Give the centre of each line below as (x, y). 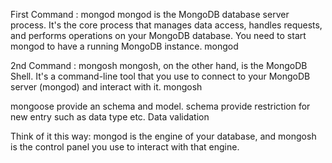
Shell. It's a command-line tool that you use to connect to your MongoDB (160, 76)
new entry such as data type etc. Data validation (110, 117)
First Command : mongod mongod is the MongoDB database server (150, 14)
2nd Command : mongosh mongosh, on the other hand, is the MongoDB (159, 65)
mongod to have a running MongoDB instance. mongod (124, 46)
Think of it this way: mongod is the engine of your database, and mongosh (163, 136)
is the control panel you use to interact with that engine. (125, 147)
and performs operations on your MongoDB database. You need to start (158, 35)
